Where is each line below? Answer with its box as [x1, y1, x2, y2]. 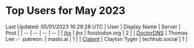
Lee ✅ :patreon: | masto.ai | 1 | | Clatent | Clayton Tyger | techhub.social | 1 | [5, 35, 188, 42]
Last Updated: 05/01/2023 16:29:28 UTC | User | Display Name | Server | [5, 23, 181, 30]
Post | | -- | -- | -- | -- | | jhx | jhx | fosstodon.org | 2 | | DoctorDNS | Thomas [5, 29, 188, 36]
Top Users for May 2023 [5, 4, 126, 17]
